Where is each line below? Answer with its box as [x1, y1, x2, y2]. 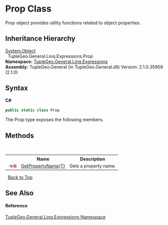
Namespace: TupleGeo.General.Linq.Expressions [5, 59, 108, 65]
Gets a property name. [69, 163, 116, 169]
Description [80, 156, 105, 162]
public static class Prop [5, 107, 60, 112]
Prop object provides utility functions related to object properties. [5, 20, 141, 26]
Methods [5, 131, 34, 140]
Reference [5, 203, 28, 209]
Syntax [5, 84, 28, 92]
